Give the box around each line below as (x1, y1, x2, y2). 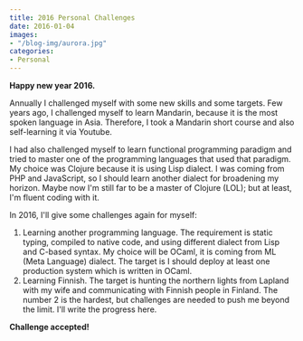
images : (9, 30, 39, 39)
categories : (9, 47, 54, 56)
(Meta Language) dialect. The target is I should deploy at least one (22, 256, 270, 267)
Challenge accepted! (9, 322, 90, 332)
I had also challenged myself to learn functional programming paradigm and (9, 144, 292, 155)
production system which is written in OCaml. (22, 266, 193, 276)
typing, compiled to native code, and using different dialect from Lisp (22, 237, 280, 247)
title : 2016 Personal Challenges (9, 13, 136, 23)
